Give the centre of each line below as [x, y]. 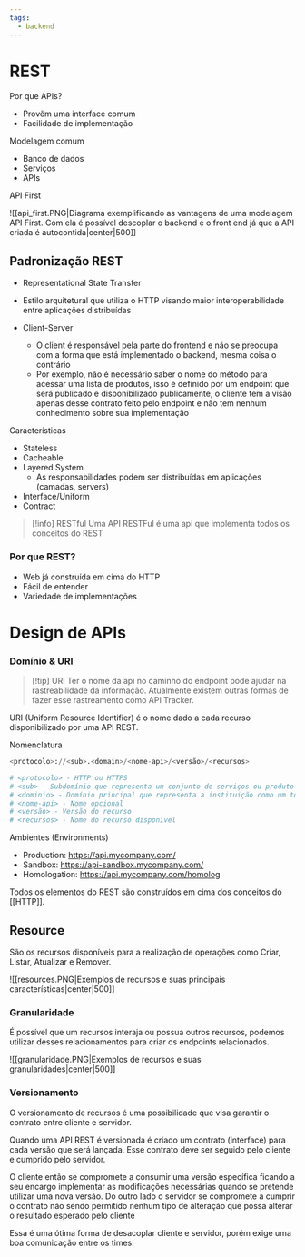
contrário [53, 365]
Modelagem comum [47, 141]
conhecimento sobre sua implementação [112, 413]
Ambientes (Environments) [59, 837]
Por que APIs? [36, 96]
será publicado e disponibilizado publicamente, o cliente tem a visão [164, 394]
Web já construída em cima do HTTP [91, 577]
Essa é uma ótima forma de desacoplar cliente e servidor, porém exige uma [151, 1232]
